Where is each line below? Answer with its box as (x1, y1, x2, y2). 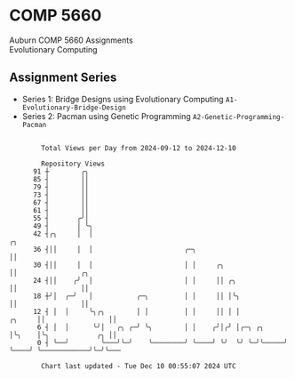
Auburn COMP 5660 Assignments (9, 35, 133, 45)
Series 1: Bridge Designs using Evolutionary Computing (21, 93, 224, 104)
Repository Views (41, 159, 105, 168)
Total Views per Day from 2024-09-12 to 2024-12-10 (41, 143, 237, 152)
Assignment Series (9, 70, 117, 85)
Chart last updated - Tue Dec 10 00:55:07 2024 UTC (41, 361, 237, 370)
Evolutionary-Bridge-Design (21, 103, 126, 112)
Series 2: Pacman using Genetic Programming (21, 110, 191, 121)
